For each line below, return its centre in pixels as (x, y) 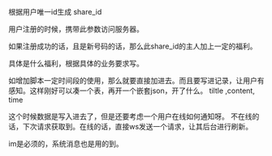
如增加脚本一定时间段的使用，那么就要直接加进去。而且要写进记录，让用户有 (136, 80)
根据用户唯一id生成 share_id (55, 12)
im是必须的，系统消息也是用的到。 (66, 143)
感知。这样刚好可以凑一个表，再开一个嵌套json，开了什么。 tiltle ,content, (132, 91)
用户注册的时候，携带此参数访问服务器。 (76, 29)
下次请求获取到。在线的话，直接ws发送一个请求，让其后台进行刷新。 (138, 126)
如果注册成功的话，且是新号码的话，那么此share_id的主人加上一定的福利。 (133, 46)
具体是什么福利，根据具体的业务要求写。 (76, 63)
